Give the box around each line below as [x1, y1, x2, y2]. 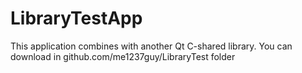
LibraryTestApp [10, 7, 143, 30]
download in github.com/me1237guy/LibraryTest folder [10, 50, 236, 62]
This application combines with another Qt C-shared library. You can [10, 40, 293, 52]
